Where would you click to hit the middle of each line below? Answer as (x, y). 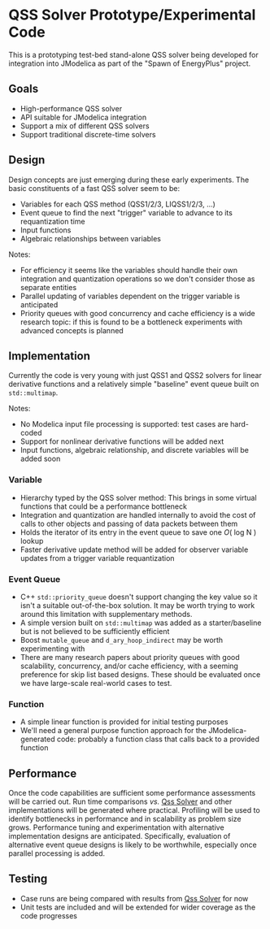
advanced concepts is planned (72, 330)
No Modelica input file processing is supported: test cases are (124, 424)
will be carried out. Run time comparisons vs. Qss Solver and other (120, 801)
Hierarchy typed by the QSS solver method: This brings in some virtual (139, 497)
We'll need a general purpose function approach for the (113, 731)
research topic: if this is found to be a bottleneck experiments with (131, 322)
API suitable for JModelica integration (83, 117)
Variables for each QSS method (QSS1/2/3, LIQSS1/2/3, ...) (118, 204)
